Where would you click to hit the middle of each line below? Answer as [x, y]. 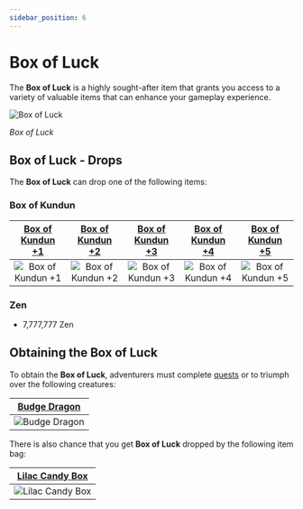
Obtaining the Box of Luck [83, 353]
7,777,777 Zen [48, 324]
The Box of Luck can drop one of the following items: [108, 182]
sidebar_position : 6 [48, 18]
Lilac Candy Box [52, 476]
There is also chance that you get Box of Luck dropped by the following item [151, 444]
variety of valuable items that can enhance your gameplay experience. [140, 97]
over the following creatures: [63, 384]
